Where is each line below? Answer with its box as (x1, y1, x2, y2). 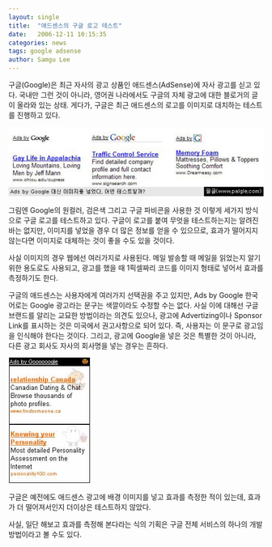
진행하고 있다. (16, 110, 61, 120)
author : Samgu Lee (8, 56, 70, 64)
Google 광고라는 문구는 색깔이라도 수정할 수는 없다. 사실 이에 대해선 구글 (29, 300, 259, 311)
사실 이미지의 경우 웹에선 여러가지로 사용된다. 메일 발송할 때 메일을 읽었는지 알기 (8, 253, 261, 263)
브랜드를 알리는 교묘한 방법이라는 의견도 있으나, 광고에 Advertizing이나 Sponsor (8, 311, 263, 320)
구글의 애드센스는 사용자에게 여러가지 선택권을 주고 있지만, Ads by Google (8, 290, 244, 300)
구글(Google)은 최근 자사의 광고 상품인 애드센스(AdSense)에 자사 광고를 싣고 (8, 80, 253, 89)
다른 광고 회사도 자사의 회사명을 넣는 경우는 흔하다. (8, 341, 168, 351)
